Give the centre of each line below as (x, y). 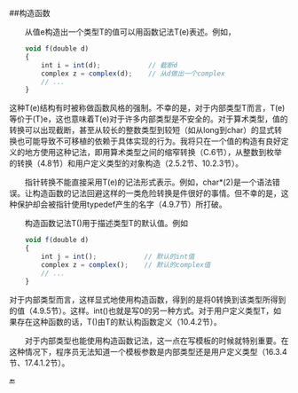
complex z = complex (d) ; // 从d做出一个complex (133, 74)
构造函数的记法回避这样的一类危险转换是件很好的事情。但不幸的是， (157, 193)
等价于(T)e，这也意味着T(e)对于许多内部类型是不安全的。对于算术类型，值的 (149, 119)
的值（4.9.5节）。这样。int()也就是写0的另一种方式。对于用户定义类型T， (141, 310)
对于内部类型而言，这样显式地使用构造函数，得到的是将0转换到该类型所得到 (148, 299)
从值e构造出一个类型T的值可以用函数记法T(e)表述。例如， (131, 32)
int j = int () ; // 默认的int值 (118, 256)
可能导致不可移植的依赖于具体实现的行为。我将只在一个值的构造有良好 (153, 141)
